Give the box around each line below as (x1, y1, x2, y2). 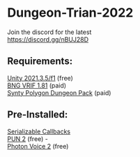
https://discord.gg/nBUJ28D (7, 35, 89, 43)
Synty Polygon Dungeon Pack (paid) (7, 88, 111, 97)
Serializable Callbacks (7, 127, 71, 135)
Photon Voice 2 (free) (7, 142, 69, 150)
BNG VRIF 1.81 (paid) (7, 81, 67, 90)
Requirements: (7, 56, 73, 67)
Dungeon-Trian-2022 (7, 5, 134, 21)
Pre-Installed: (7, 109, 68, 121)
